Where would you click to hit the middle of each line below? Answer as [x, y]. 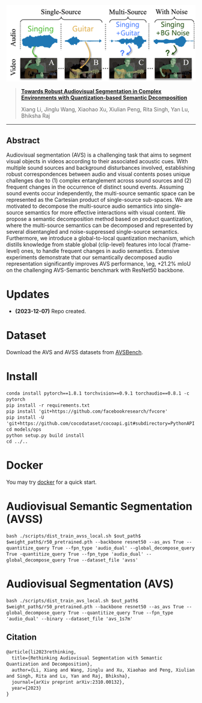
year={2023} [27, 688]
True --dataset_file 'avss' [103, 560]
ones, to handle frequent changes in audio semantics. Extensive [100, 251]
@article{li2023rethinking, [41, 652]
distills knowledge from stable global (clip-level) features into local [88, 245]
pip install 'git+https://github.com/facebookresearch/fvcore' [87, 411]
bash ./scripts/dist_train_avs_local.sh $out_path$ [72, 601]
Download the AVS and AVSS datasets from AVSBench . [75, 352]
